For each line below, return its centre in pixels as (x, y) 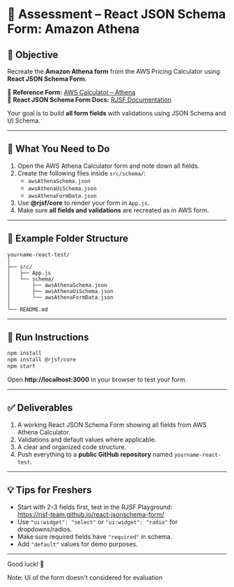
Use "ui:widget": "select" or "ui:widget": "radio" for (97, 522)
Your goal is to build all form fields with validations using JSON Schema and (117, 113)
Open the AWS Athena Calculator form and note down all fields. (108, 166)
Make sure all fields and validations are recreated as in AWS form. (113, 210)
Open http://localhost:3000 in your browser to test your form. (97, 379)
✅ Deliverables (40, 408)
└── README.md (28, 309)
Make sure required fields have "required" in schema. (95, 536)
